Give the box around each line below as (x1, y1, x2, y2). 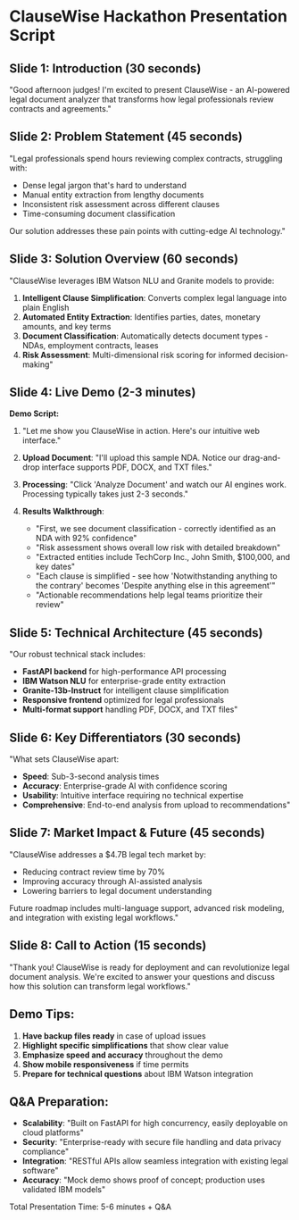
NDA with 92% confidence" (35, 533, 137, 544)
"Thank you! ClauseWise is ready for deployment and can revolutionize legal (9, 962, 290, 973)
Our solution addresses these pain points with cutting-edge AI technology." (9, 225, 286, 236)
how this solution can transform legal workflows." (9, 981, 191, 991)
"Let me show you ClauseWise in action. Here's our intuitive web (21, 426, 261, 437)
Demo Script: (9, 408, 60, 419)
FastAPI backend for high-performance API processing (21, 666, 227, 677)
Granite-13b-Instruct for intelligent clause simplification (21, 685, 229, 696)
